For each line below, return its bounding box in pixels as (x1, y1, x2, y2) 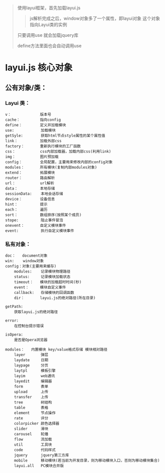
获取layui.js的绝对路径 (14, 309, 58, 315)
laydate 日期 (14, 358, 49, 363)
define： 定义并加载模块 (5, 122, 66, 127)
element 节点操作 (14, 410, 56, 416)
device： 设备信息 (5, 196, 55, 201)
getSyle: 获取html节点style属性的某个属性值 (5, 133, 105, 138)
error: (5, 318, 19, 323)
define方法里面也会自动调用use (17, 43, 82, 49)
